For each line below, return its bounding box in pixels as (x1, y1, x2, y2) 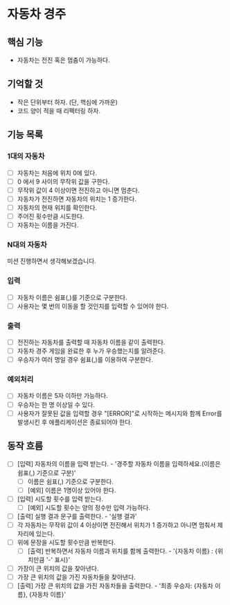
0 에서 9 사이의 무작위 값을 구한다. (17, 177, 110, 185)
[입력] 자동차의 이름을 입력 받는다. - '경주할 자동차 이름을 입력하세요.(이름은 (17, 460, 221, 468)
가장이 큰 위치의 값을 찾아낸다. (17, 564, 99, 572)
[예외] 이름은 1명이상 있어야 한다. (27, 486, 116, 494)
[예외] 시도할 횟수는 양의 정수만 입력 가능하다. (27, 503, 151, 511)
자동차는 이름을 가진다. (17, 220, 79, 229)
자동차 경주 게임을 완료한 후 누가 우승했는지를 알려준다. (17, 347, 166, 355)
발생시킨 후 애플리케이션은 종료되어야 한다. (17, 417, 133, 426)
